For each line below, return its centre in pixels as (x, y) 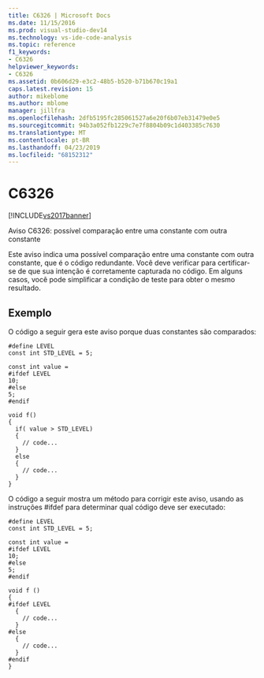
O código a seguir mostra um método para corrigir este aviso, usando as (126, 499)
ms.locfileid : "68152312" (50, 155)
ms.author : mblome (38, 103)
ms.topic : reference (42, 45)
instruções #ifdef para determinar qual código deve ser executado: (117, 507)
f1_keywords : (30, 52)
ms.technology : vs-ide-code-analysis (70, 37)
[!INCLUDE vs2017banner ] (50, 216)
